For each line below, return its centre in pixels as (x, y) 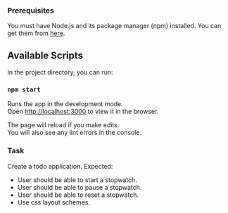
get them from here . (36, 33)
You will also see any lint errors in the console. (75, 133)
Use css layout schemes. (53, 202)
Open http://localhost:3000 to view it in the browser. (83, 112)
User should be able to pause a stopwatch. (80, 187)
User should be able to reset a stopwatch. (78, 195)
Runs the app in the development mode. (65, 104)
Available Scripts (45, 55)
